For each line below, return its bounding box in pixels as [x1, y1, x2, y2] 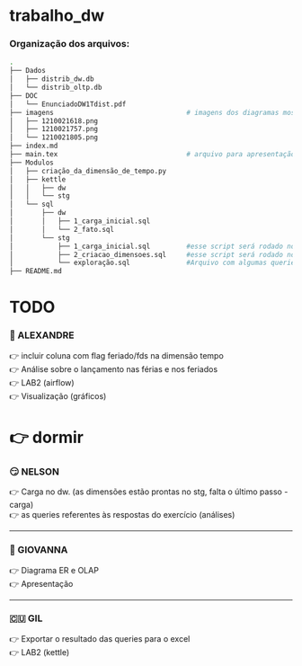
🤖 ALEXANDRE [9, 329, 75, 342]
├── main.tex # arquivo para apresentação [9, 150, 296, 159]
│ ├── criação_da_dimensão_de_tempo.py [9, 166, 167, 175]
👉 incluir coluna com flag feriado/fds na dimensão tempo [9, 350, 225, 360]
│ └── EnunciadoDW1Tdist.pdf [9, 100, 127, 109]
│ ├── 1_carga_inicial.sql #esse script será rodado [9, 242, 283, 251]
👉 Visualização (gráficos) [9, 390, 107, 401]
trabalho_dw [9, 5, 105, 26]
